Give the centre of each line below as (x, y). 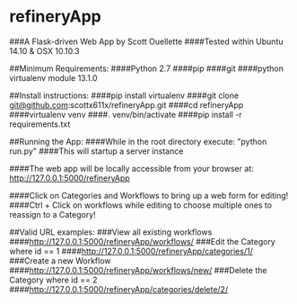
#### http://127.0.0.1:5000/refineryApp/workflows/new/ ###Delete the (138, 270)
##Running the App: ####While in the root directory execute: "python (138, 141)
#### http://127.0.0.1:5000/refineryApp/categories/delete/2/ (119, 289)
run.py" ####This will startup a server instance (96, 151)
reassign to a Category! (52, 214)
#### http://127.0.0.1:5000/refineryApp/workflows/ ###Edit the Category (142, 241)
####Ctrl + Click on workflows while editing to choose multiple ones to (140, 205)
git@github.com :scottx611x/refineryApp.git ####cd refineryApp (127, 104)
